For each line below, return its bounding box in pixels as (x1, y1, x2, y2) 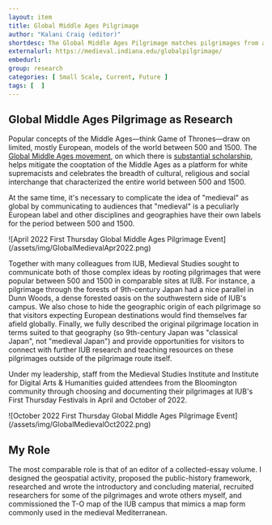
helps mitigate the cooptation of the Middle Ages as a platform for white (8, 160, 249, 170)
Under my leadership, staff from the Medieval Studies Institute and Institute (8, 369, 259, 379)
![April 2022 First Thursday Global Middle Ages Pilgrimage (8, 235, 203, 244)
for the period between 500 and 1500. (8, 219, 135, 229)
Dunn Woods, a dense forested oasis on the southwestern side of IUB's (8, 293, 247, 303)
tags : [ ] (8, 81, 45, 89)
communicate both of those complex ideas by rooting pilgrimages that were (8, 268, 261, 278)
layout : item (8, 13, 53, 21)
